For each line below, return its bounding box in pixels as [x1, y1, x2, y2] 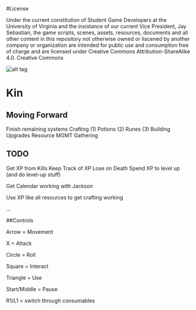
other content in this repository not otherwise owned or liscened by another [6, 35, 190, 42]
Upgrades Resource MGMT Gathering [6, 132, 99, 138]
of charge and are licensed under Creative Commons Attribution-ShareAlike [6, 48, 191, 55]
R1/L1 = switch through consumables [6, 297, 96, 304]
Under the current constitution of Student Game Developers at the [6, 17, 167, 23]
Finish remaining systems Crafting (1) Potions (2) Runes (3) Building [6, 125, 171, 133]
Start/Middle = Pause [6, 285, 58, 292]
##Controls [6, 217, 34, 224]
